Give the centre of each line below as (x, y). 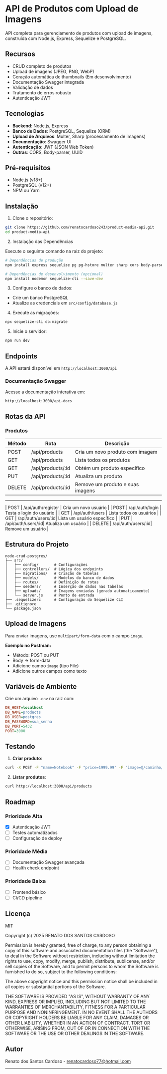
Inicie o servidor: (30, 331)
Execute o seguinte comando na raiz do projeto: (54, 251)
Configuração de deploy (37, 838)
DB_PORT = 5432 (19, 726)
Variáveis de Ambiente (41, 686)
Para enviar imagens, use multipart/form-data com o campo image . (74, 636)
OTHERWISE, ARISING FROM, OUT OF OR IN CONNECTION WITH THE (78, 1028)
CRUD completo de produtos (42, 66)
